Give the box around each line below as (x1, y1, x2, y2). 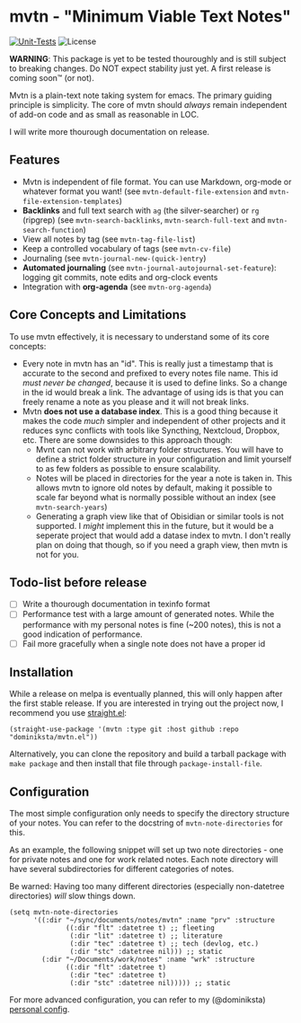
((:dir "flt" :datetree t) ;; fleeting (66, 923, 216, 933)
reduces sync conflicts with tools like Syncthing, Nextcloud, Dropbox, (22, 425, 280, 436)
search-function (22, 225, 84, 234)
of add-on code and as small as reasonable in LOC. (9, 109, 199, 119)
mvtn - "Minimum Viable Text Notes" (9, 6, 292, 27)
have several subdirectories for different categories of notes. (9, 864, 235, 875)
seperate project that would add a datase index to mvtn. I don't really (35, 530, 291, 541)
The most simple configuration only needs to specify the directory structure (9, 808, 290, 819)
